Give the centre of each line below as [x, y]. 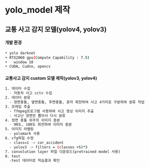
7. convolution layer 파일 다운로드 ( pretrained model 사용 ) [63, 152]
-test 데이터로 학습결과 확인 [35, 161]
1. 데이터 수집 [18, 89]
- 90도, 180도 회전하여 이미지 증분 [41, 125]
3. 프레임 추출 [18, 106]
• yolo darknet [20, 53]
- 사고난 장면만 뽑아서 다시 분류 [37, 116]
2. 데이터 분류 [18, 98]
